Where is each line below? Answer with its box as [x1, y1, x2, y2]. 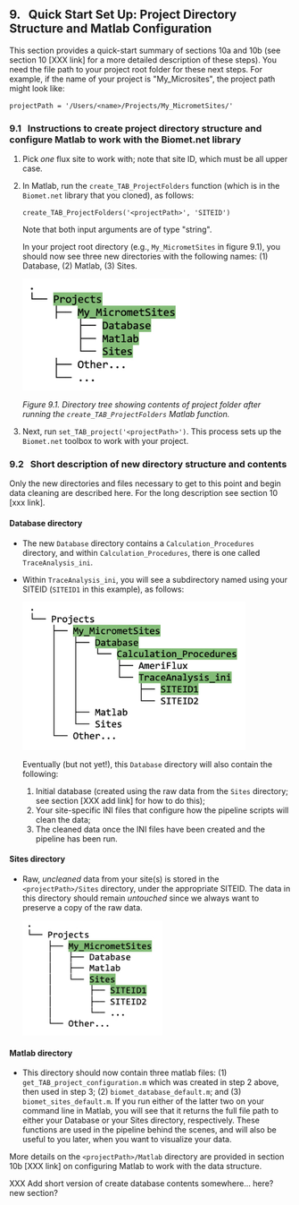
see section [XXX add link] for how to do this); [35, 795, 205, 806]
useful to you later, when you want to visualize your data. [21, 1134, 232, 1145]
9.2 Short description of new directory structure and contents [9, 458, 287, 471]
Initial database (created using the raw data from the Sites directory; [35, 785, 288, 796]
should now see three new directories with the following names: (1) [21, 251, 269, 262]
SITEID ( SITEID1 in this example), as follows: [21, 584, 185, 594]
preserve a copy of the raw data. [21, 902, 143, 912]
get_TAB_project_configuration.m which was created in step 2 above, [21, 1077, 279, 1088]
